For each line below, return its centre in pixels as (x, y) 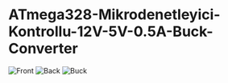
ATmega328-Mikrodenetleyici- (114, 15)
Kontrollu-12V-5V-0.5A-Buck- (111, 32)
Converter (43, 49)
